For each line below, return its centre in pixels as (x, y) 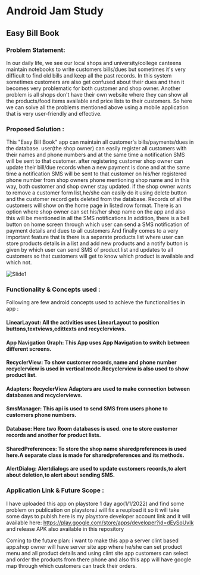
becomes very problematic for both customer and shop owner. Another (93, 88)
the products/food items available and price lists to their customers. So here (99, 101)
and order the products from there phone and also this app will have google (99, 559)
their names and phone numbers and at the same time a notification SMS (96, 155)
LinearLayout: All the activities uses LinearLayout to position (83, 323)
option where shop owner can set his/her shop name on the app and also (96, 212)
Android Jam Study (55, 11)
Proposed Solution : (35, 129)
